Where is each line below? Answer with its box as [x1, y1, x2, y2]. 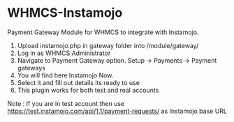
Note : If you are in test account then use [7, 99, 125, 107]
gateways [17, 63, 45, 72]
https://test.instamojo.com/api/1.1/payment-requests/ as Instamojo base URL [7, 107, 227, 115]
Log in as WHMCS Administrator [17, 49, 111, 57]
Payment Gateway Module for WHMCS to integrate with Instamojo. [7, 28, 199, 36]
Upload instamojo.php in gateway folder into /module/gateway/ [17, 41, 199, 49]
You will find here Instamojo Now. [17, 71, 114, 79]
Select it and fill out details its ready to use [17, 78, 140, 86]
